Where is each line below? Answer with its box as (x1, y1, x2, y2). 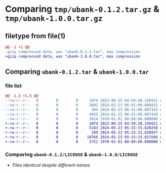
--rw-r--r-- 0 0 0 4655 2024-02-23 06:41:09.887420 (5, 112, 158, 117)
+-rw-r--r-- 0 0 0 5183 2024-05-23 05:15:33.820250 (5, 126, 158, 131)
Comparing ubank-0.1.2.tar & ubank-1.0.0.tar (5, 68, 149, 76)
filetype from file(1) (5, 32, 66, 40)
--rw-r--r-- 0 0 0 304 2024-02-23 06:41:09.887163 (5, 107, 158, 112)
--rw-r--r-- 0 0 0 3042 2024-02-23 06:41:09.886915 (5, 103, 158, 108)
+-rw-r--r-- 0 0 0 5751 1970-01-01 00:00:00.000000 (5, 139, 158, 144)
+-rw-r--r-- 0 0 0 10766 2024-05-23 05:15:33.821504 (5, 135, 158, 140)
